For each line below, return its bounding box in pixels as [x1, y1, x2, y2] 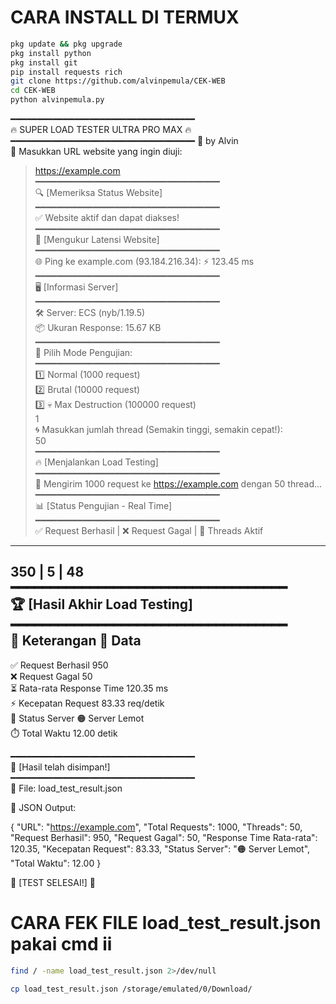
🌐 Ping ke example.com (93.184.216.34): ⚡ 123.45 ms [34, 256, 255, 268]
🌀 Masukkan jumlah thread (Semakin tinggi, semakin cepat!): [34, 424, 283, 436]
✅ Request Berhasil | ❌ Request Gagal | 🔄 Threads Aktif [34, 525, 264, 537]
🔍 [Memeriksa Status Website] [34, 187, 163, 199]
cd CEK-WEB [10, 86, 56, 96]
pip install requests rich [10, 67, 123, 77]
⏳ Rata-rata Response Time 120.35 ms [10, 682, 169, 694]
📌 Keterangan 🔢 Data [10, 632, 142, 650]
